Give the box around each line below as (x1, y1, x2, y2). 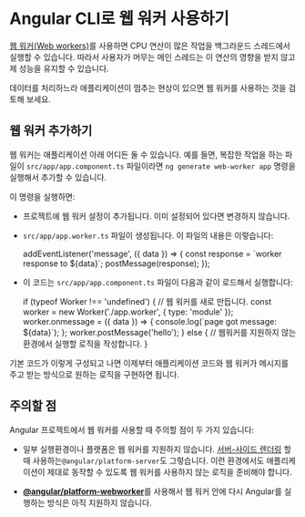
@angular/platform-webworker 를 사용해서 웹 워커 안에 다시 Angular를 (22, 485, 282, 497)
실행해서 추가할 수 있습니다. (9, 171, 107, 182)
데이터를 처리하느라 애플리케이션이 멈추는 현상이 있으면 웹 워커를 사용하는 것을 (9, 82, 287, 93)
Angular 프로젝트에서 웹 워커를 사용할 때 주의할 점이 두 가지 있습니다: (9, 424, 255, 435)
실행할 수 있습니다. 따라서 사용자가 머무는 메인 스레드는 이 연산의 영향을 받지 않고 (9, 51, 296, 62)
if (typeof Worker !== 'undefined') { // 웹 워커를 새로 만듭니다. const (22, 295, 272, 306)
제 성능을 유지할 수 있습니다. (9, 63, 109, 74)
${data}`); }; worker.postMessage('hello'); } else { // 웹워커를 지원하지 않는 (22, 326, 297, 337)
